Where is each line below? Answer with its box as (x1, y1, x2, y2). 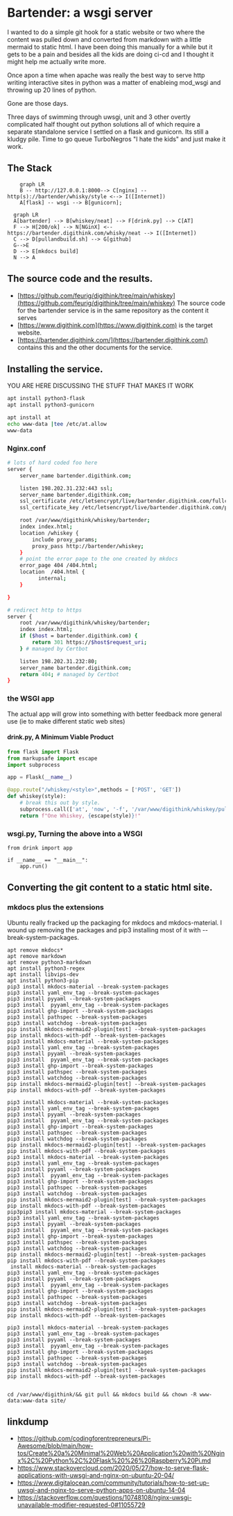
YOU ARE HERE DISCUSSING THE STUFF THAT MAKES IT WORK (7, 381, 194, 390)
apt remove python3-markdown (7, 959, 92, 966)
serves (17, 313, 37, 321)
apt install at (7, 414, 51, 422)
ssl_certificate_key (19, 504, 79, 511)
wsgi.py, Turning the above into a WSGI (7, 829, 143, 838)
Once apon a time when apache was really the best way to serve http (7, 71, 205, 79)
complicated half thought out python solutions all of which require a (7, 120, 200, 128)
